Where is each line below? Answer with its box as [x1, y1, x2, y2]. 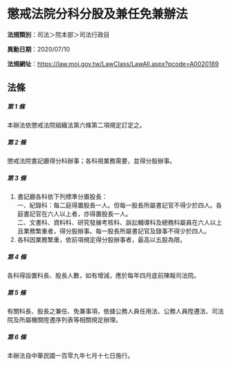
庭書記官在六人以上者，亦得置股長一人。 [16, 210, 132, 218]
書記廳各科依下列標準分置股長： [16, 192, 108, 201]
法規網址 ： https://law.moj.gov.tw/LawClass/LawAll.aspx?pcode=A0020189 [7, 59, 219, 68]
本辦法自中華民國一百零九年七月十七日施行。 [7, 352, 134, 360]
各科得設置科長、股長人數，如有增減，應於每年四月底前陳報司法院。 [7, 272, 200, 280]
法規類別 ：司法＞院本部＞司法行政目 [7, 30, 110, 39]
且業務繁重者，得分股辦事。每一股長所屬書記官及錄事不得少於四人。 [16, 227, 210, 235]
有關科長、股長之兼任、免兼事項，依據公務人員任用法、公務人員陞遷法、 [7, 307, 212, 316]
